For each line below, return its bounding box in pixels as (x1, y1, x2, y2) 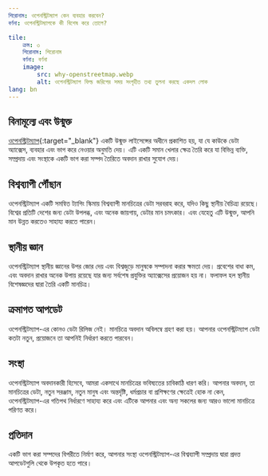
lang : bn (8, 85, 37, 93)
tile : (8, 33, 26, 41)
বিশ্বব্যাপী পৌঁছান (8, 177, 61, 191)
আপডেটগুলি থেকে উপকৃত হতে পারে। (8, 458, 93, 468)
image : (22, 63, 45, 72)
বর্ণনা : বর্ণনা (22, 56, 48, 64)
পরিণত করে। (8, 404, 38, 415)
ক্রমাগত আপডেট (8, 303, 62, 317)
